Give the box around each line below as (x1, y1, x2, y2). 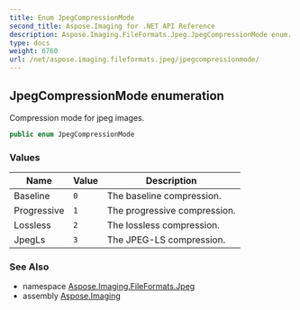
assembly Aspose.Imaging (22, 290, 122, 302)
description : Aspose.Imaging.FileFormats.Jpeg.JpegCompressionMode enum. (9, 30, 293, 39)
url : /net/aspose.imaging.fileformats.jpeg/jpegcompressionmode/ (9, 55, 259, 64)
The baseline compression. (106, 189, 223, 202)
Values (9, 150, 41, 163)
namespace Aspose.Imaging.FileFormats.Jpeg (22, 281, 195, 292)
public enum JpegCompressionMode (9, 130, 135, 139)
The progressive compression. (106, 204, 236, 216)
